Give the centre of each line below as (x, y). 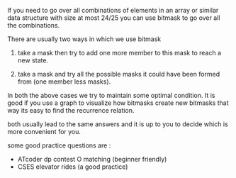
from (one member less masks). (64, 82)
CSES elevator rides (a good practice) (73, 167)
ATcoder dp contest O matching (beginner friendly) (92, 159)
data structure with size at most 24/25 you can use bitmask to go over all (114, 18)
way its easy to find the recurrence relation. (71, 110)
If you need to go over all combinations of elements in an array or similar (113, 10)
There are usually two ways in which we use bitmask (84, 39)
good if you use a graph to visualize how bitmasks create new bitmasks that (118, 103)
